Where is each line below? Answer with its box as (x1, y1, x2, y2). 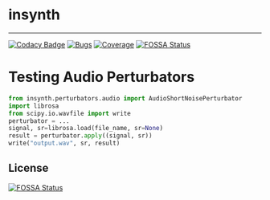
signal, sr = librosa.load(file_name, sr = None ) (8, 124, 163, 133)
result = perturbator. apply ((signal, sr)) (8, 132, 153, 140)
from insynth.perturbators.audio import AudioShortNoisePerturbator (8, 94, 243, 102)
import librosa (8, 102, 59, 110)
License (8, 161, 49, 175)
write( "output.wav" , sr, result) (8, 139, 121, 148)
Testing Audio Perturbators (8, 68, 195, 86)
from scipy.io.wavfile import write (8, 109, 131, 117)
